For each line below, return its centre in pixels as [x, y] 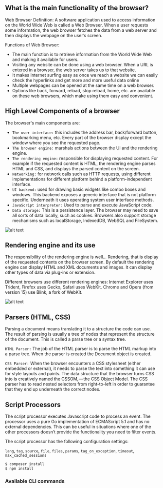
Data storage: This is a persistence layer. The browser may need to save [85, 210]
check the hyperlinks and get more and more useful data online [76, 80]
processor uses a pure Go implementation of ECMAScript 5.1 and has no [77, 422]
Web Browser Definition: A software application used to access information [80, 20]
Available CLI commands [35, 481]
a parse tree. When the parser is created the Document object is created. [78, 354]
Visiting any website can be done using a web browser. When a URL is [82, 64]
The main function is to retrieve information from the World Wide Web [82, 54]
